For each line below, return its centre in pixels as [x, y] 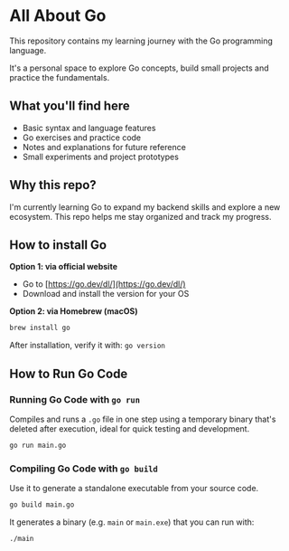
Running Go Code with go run [75, 399]
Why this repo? [53, 185]
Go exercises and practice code [82, 138]
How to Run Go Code [69, 373]
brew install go [40, 328]
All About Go [58, 16]
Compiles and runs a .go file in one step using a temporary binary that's [143, 419]
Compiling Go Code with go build [84, 469]
